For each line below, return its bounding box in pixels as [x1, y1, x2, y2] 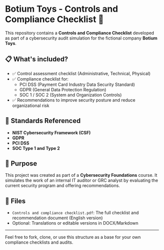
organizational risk [12, 103, 50, 108]
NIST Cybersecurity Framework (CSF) [12, 129, 91, 135]
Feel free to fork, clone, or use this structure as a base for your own [5, 234, 141, 240]
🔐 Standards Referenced [5, 117, 81, 125]
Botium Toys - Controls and [5, 3, 118, 15]
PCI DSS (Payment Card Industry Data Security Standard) [19, 82, 135, 87]
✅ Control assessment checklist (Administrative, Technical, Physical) [12, 70, 151, 76]
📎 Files [5, 197, 26, 205]
